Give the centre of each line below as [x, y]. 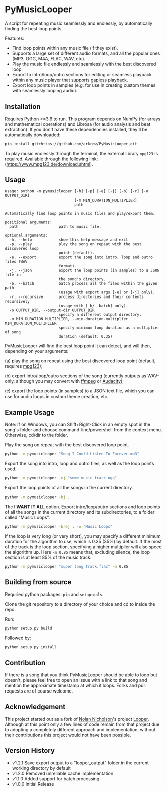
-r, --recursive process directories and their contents [77, 297]
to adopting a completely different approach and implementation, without [80, 729]
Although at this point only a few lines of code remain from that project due [82, 724]
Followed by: [18, 638]
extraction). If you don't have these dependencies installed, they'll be [76, 129]
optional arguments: [27, 235]
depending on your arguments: [37, 351]
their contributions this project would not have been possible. [68, 735]
